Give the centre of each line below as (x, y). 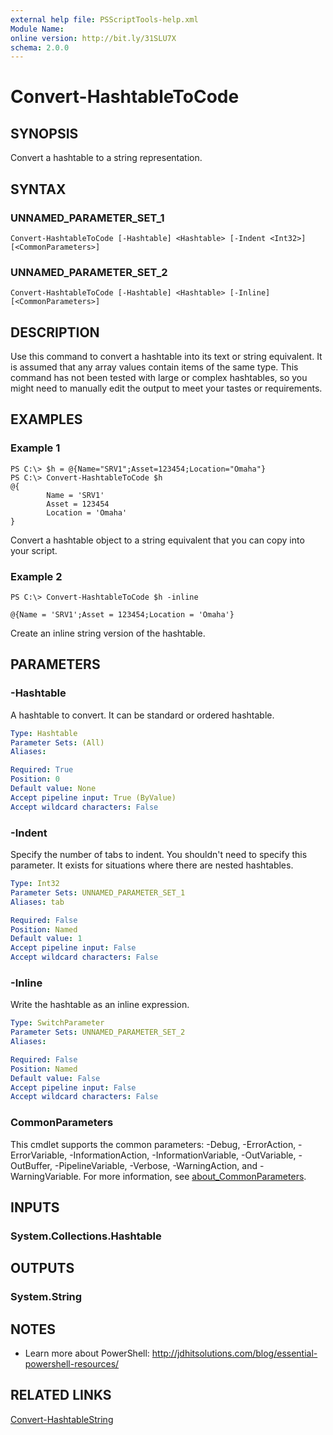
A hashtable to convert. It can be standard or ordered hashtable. (142, 715)
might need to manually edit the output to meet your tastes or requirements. (166, 388)
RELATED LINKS (61, 1395)
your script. (34, 550)
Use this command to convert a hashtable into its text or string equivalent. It (166, 357)
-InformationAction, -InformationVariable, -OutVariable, (183, 1155)
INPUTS (35, 1207)
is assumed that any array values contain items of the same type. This (154, 367)
